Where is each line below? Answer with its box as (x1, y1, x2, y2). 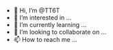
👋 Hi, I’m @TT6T (13, 7, 60, 14)
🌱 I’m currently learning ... (13, 21, 87, 28)
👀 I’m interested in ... (13, 14, 72, 22)
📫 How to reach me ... (13, 36, 77, 43)
